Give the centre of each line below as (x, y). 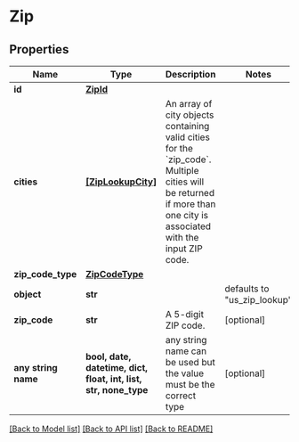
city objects (190, 115)
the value (185, 373)
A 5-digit (185, 314)
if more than (190, 204)
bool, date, (109, 356)
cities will (185, 182)
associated (188, 226)
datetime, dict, (117, 368)
